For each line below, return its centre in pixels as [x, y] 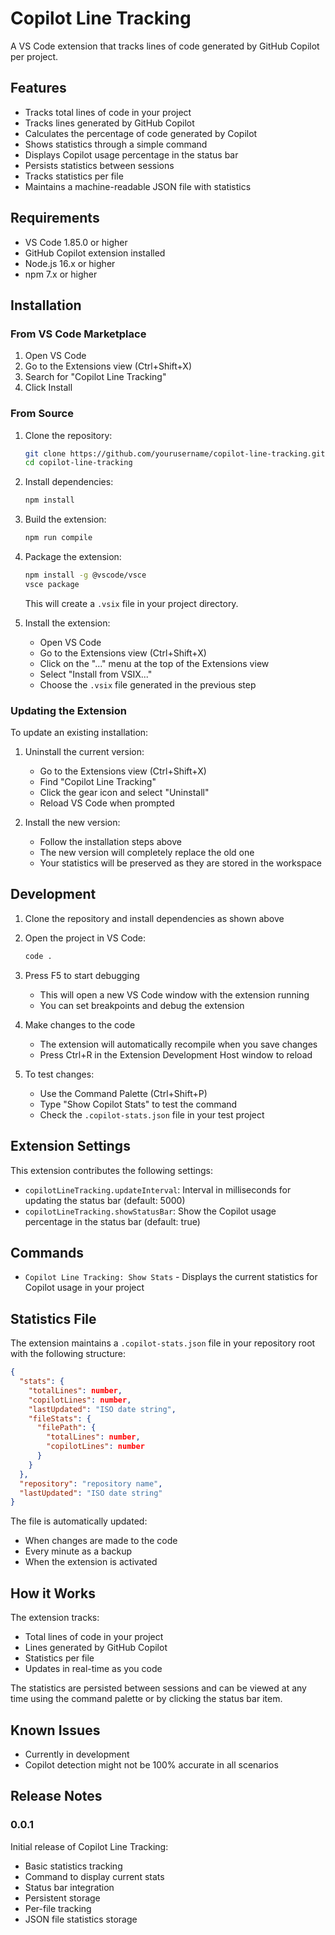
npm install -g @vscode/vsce [85, 575]
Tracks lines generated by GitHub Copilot [109, 123]
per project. [34, 56]
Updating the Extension [68, 710]
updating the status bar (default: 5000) [105, 1200]
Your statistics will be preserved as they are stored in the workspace [180, 863]
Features [38, 88]
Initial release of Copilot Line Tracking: [89, 1846]
